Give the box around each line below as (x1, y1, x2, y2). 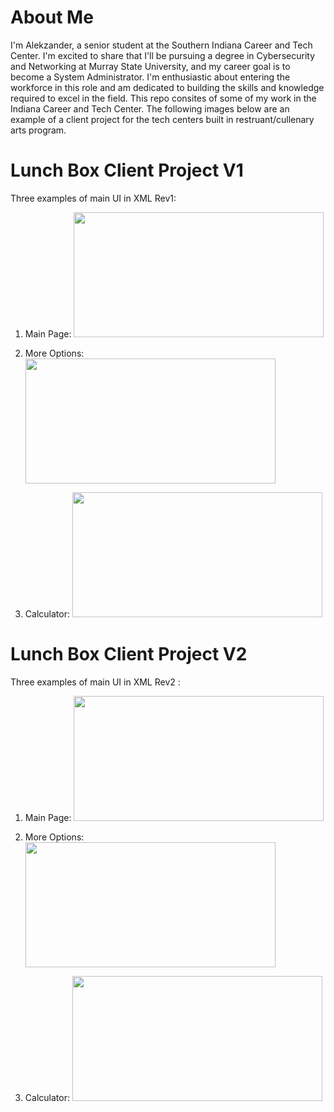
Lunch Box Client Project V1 (10, 159, 244, 182)
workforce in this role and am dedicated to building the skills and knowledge (10, 81, 325, 93)
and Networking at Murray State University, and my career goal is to (10, 60, 291, 72)
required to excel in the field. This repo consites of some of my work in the (10, 92, 317, 104)
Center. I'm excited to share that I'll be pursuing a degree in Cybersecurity (10, 49, 316, 61)
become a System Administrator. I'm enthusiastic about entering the (10, 71, 291, 83)
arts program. (10, 124, 67, 136)
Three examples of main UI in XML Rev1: (10, 192, 177, 204)
